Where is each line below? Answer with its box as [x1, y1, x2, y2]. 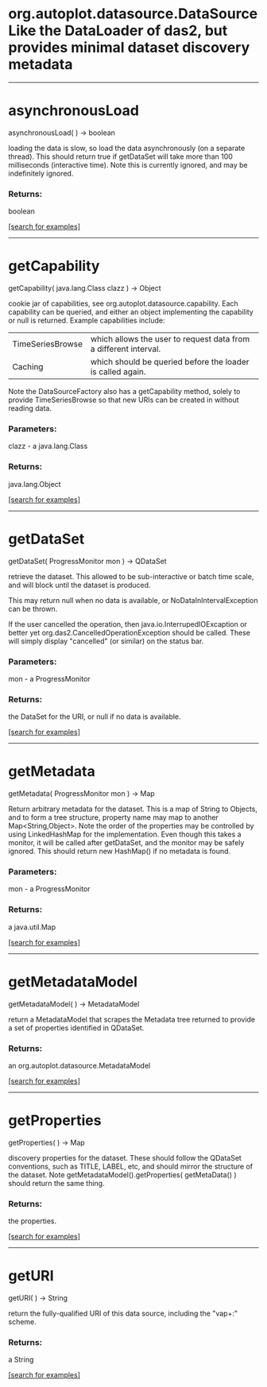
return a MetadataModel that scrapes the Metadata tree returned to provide [8, 1014, 256, 1024]
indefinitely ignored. [8, 168, 74, 178]
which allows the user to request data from [90, 334, 250, 345]
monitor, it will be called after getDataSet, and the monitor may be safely [8, 838, 245, 848]
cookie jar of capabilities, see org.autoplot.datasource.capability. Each [8, 299, 238, 308]
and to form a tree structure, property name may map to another [8, 813, 219, 822]
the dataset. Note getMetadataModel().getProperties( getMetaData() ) [8, 1169, 237, 1180]
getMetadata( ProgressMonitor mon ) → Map [8, 789, 155, 798]
